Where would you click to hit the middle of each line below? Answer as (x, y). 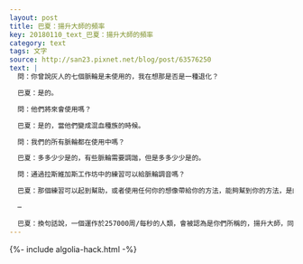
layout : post (34, 18)
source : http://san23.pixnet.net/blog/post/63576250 (110, 60)
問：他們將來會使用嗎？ (55, 109)
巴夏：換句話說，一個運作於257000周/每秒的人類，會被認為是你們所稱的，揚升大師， (152, 223)
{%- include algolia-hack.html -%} (73, 249)
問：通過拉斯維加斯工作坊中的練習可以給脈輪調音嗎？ (101, 174)
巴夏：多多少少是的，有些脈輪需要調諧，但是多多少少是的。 (111, 158)
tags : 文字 (28, 52)
